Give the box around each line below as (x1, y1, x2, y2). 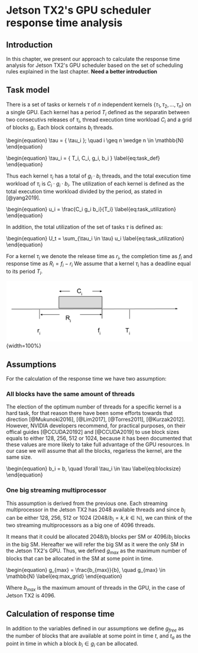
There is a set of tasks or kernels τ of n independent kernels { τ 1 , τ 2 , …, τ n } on (6, 101, 191, 110)
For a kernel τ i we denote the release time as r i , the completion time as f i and (6, 252, 193, 261)
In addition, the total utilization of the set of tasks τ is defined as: (6, 223, 163, 230)
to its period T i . (6, 268, 43, 276)
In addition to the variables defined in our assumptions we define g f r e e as (6, 625, 184, 633)
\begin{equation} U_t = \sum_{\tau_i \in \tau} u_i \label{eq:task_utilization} (6, 234, 185, 242)
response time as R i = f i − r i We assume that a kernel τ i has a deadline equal (6, 260, 191, 269)
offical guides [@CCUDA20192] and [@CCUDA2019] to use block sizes (6, 429, 179, 436)
